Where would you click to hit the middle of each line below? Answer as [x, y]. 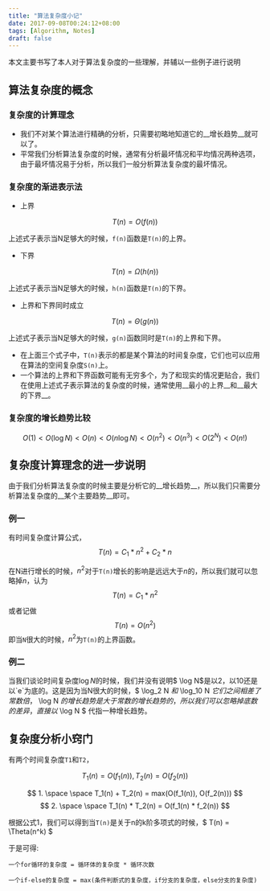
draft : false [30, 38]
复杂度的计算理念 [41, 115]
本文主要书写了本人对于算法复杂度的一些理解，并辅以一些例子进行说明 [125, 62]
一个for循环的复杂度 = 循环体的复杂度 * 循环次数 [82, 865]
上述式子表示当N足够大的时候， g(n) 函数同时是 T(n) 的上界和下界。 [117, 338]
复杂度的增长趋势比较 [49, 418]
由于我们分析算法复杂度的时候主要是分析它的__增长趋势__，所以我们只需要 [131, 486]
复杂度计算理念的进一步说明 [77, 464]
